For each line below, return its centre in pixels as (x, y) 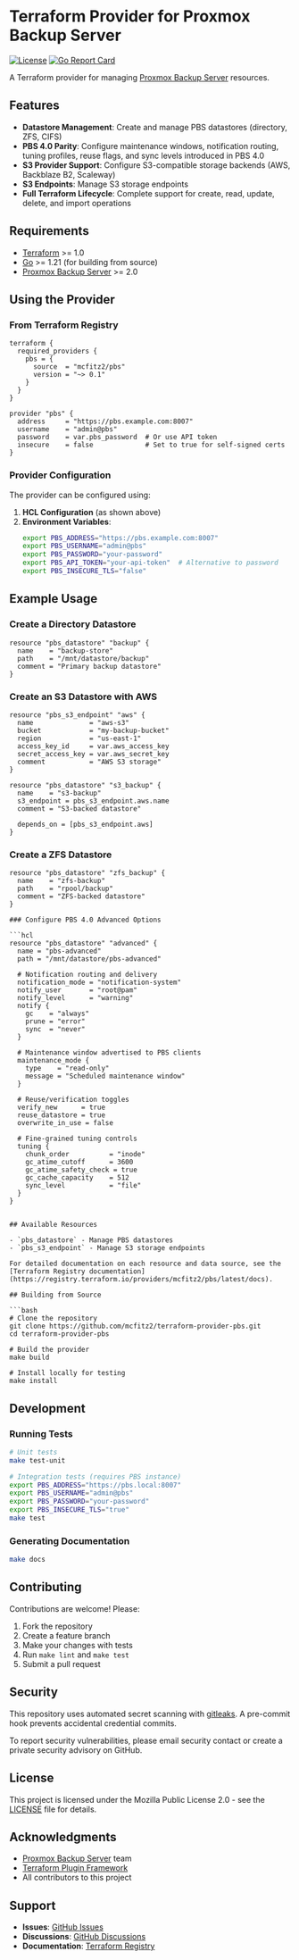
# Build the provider (50, 1350)
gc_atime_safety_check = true (82, 1170)
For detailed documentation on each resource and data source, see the (145, 1264)
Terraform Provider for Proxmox (130, 17)
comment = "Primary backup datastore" (90, 666)
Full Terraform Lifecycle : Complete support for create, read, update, (148, 193)
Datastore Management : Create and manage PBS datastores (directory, (154, 127)
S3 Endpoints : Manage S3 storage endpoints (105, 184)
